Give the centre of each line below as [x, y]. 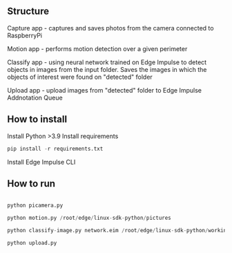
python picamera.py [35, 206]
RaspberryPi [25, 35]
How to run [31, 184]
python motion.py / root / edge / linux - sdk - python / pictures [89, 218]
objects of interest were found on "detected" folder [80, 77]
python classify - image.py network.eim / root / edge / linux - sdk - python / [108, 231]
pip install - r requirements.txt [55, 149]
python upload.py [32, 243]
